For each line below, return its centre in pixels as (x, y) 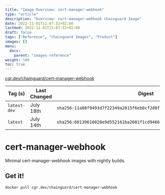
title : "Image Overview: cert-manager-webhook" (55, 10)
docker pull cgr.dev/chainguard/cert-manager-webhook (61, 187)
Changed (41, 97)
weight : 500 (17, 60)
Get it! (15, 176)
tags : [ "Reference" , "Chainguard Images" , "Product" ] (61, 37)
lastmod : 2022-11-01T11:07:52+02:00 (42, 28)
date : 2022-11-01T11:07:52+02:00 (39, 23)
